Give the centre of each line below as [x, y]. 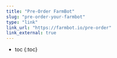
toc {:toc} [26, 49]
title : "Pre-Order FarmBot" [41, 11]
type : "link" [22, 22]
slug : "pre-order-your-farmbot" [46, 17]
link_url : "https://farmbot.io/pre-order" [59, 28]
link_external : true [31, 33]
